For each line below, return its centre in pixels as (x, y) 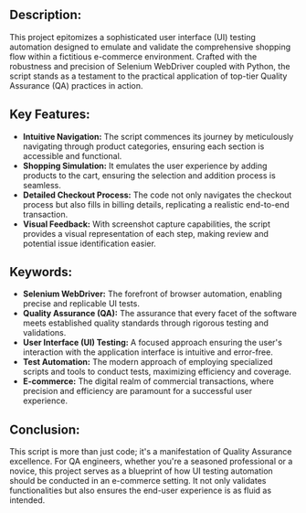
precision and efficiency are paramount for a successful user (137, 391)
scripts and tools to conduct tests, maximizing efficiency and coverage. (157, 372)
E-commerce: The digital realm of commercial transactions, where (148, 381)
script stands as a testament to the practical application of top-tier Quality (148, 76)
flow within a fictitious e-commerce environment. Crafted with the (133, 56)
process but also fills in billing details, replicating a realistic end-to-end (156, 204)
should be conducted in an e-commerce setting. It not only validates (138, 481)
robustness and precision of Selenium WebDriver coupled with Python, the (150, 66)
